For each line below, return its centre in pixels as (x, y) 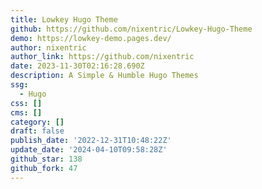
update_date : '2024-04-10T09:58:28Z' (89, 150)
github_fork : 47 (44, 168)
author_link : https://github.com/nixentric (102, 57)
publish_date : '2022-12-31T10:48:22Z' (91, 141)
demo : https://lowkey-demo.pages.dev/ (91, 38)
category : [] (37, 122)
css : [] (26, 103)
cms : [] (26, 112)
